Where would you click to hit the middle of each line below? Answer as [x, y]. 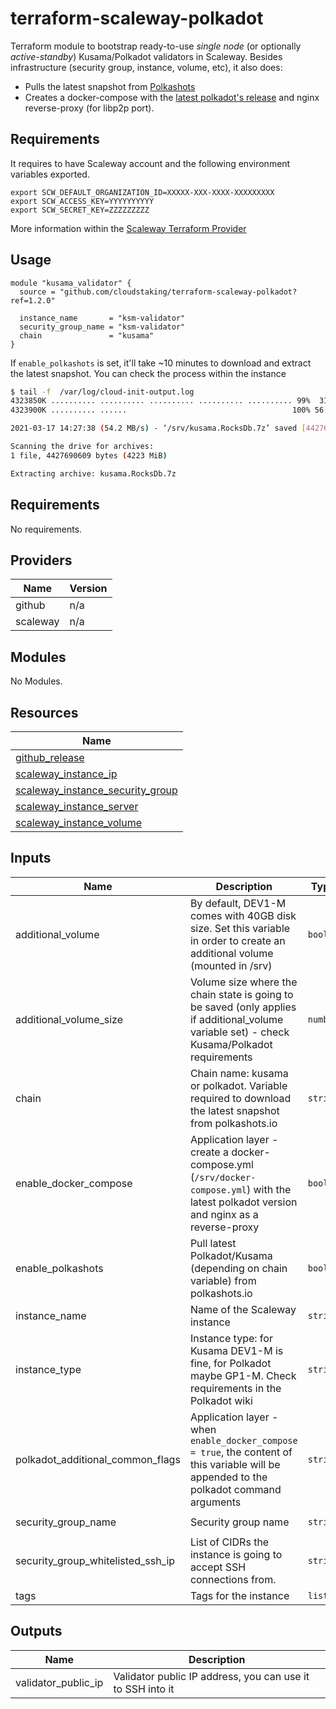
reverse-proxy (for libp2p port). [89, 108]
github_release [50, 757]
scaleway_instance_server [77, 806]
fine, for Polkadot [230, 1363]
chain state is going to [241, 994]
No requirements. [46, 529]
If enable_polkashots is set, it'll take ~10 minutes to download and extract [161, 363]
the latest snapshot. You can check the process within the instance [148, 373]
